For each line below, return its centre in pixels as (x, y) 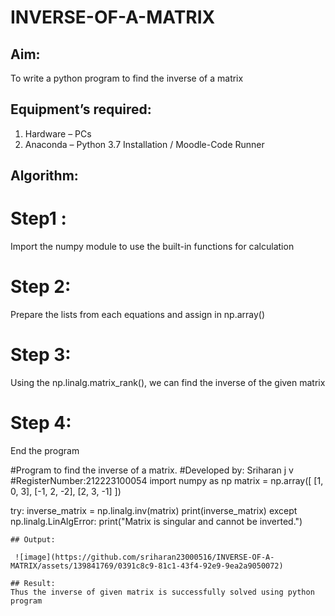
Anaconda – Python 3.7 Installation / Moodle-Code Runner (144, 144)
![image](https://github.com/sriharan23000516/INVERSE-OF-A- (144, 557)
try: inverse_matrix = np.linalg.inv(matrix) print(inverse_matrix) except (154, 510)
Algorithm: (44, 176)
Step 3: (41, 355)
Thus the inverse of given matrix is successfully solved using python (162, 592)
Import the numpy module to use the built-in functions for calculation (152, 247)
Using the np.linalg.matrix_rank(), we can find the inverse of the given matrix (168, 383)
